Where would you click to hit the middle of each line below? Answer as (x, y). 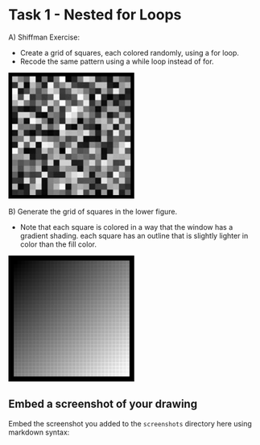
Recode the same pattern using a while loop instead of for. (117, 61)
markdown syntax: (39, 432)
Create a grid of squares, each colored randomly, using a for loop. (130, 52)
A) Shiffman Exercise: (44, 37)
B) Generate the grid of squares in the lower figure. (93, 211)
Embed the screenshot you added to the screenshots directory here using (130, 423)
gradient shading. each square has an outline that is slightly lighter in (134, 235)
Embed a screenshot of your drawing (103, 404)
